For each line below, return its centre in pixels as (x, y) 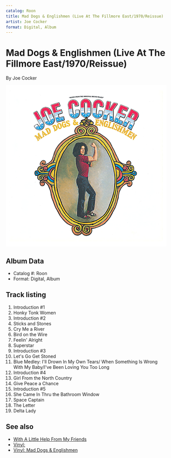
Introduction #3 (29, 350)
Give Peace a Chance (36, 383)
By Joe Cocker (21, 78)
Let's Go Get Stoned (34, 356)
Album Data (25, 261)
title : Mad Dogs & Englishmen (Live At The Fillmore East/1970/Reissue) (85, 16)
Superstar (24, 345)
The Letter (24, 405)
